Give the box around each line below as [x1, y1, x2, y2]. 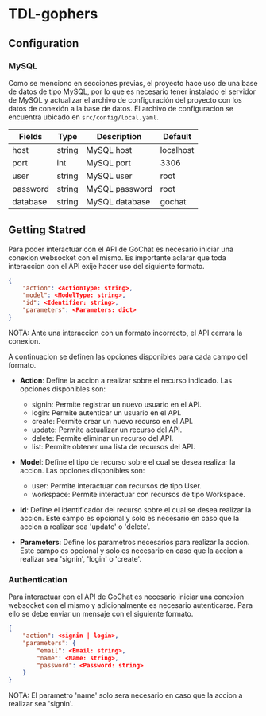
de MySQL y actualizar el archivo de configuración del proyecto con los [8, 95, 242, 104]
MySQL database [86, 196, 151, 207]
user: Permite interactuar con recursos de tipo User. [31, 481, 202, 490]
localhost [160, 144, 195, 155]
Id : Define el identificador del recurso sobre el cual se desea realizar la [19, 504, 252, 514]
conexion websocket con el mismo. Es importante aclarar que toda [8, 252, 226, 263]
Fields [18, 130, 43, 142]
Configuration [8, 37, 79, 50]
